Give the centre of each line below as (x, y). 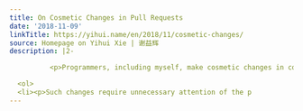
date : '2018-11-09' (46, 26)
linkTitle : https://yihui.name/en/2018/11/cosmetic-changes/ (127, 34)
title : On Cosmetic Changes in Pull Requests (96, 18)
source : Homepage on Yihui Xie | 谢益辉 (84, 43)
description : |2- (42, 51)
